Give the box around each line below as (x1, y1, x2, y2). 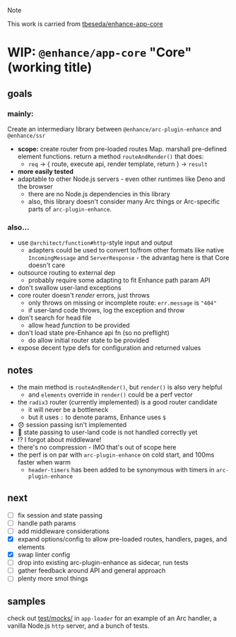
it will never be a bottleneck (28, 405, 109, 414)
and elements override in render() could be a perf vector (28, 390, 193, 399)
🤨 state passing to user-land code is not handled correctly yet (17, 428, 198, 436)
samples (7, 595, 46, 607)
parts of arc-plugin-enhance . (28, 204, 112, 213)
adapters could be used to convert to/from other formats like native (28, 246, 225, 255)
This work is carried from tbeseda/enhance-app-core (7, 20, 164, 28)
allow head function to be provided (28, 321, 130, 329)
